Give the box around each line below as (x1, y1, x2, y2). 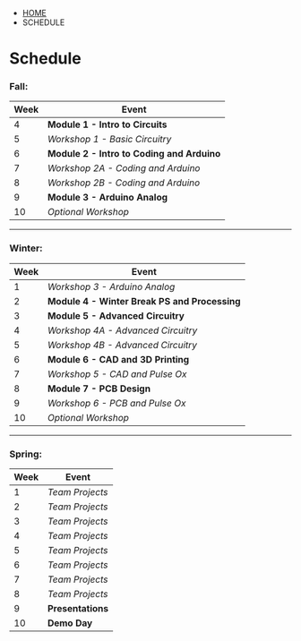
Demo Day (47, 617, 93, 629)
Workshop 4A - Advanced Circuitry (47, 324, 198, 337)
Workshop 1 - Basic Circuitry (47, 133, 172, 146)
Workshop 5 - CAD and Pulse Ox (47, 367, 187, 380)
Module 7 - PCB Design (47, 382, 150, 395)
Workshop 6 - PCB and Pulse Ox (47, 397, 186, 409)
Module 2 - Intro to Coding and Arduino (47, 148, 221, 160)
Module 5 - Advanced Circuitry (47, 309, 185, 321)
